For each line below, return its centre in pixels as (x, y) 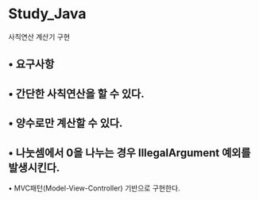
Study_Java (47, 14)
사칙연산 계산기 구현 (39, 37)
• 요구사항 (31, 64)
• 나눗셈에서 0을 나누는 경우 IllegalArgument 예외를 (129, 153)
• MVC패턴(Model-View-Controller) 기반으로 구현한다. (94, 188)
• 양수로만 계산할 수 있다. (66, 123)
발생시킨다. (34, 167)
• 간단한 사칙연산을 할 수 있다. (76, 93)
